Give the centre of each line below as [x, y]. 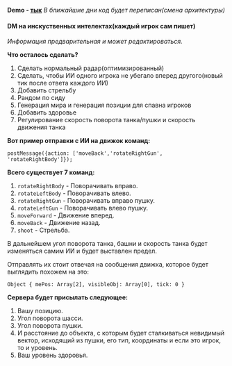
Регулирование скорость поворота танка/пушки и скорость [106, 120]
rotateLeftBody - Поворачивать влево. [74, 193]
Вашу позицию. [40, 311]
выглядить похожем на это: [48, 272]
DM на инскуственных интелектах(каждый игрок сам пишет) [101, 26]
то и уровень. [37, 348]
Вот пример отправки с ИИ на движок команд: [79, 141]
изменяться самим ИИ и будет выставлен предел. [82, 251]
